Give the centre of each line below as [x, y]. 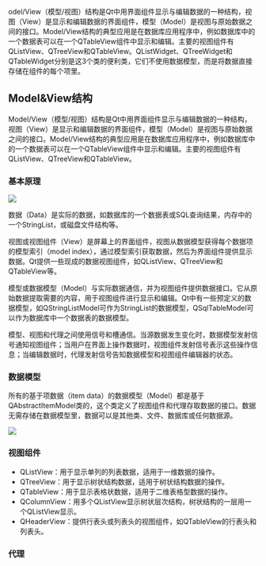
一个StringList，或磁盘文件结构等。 [65, 225]
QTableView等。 [34, 271]
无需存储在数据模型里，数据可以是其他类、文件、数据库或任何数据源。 [123, 415]
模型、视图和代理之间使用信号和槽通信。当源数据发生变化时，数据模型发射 [129, 335]
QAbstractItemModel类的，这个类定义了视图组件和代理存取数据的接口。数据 [132, 406]
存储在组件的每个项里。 [46, 71]
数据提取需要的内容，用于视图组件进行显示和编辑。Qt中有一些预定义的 [130, 298]
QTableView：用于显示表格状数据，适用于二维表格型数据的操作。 [125, 491]
